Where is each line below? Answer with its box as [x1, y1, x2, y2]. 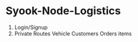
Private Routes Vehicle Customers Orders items [14, 30, 132, 37]
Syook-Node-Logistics [5, 4, 121, 18]
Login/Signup [14, 24, 48, 31]
